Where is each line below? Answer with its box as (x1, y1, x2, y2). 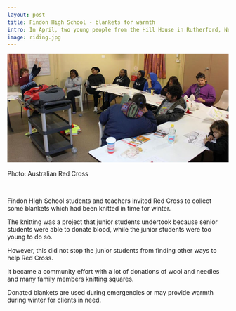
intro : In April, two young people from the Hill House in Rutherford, (7, 26, 221, 33)
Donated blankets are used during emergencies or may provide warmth (7, 288, 214, 296)
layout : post (7, 11, 46, 18)
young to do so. (7, 232, 53, 241)
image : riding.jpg (7, 34, 61, 41)
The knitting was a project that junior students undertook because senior (7, 218, 218, 226)
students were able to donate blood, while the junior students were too (7, 225, 212, 233)
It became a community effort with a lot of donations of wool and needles (7, 267, 220, 275)
